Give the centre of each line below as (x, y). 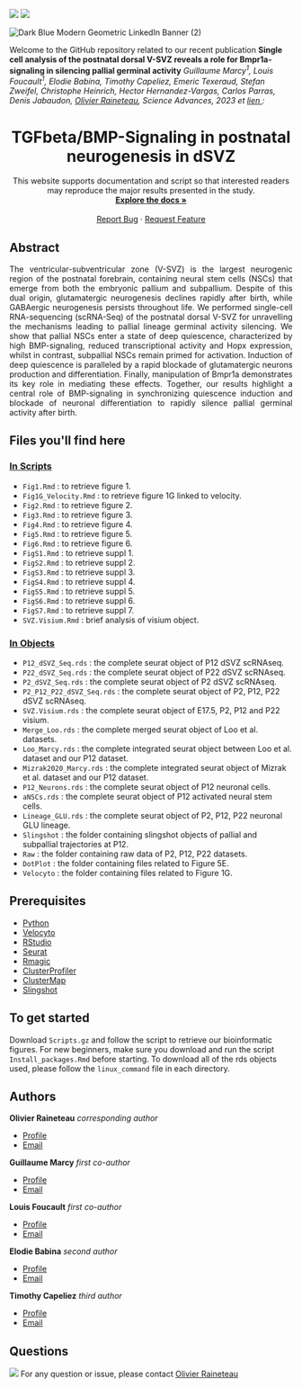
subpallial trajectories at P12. (75, 845)
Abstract (35, 247)
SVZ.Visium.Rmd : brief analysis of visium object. (111, 620)
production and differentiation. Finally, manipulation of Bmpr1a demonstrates (151, 374)
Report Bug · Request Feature (151, 219)
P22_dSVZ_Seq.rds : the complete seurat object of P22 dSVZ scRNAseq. (154, 672)
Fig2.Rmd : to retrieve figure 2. (77, 505)
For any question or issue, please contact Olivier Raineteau (129, 1374)
